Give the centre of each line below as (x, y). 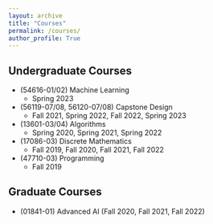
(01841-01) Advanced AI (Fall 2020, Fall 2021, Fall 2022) (112, 211)
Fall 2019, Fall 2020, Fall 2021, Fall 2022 (98, 150)
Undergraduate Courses (70, 70)
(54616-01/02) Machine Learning (75, 90)
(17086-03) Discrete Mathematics (76, 141)
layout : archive (35, 16)
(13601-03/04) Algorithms (63, 124)
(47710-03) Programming (62, 158)
